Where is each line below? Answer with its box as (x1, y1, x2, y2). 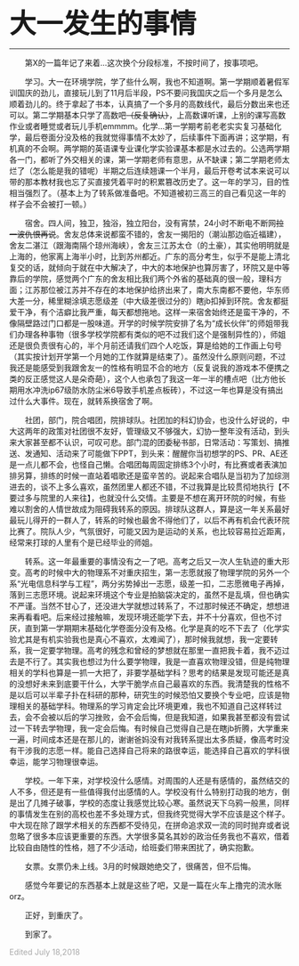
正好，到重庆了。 (25, 910, 87, 921)
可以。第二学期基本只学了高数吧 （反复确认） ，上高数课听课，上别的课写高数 (9, 110, 287, 120)
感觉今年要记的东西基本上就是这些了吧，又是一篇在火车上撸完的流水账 (25, 880, 282, 890)
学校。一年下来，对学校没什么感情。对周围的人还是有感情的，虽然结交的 (25, 775, 290, 785)
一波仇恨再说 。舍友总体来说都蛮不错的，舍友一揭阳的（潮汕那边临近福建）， (9, 229, 287, 239)
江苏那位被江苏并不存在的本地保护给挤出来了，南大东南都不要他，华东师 (24, 285, 290, 295)
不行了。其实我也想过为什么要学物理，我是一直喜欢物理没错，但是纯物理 (24, 656, 290, 667)
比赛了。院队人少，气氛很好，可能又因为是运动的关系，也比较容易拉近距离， (9, 526, 290, 536)
